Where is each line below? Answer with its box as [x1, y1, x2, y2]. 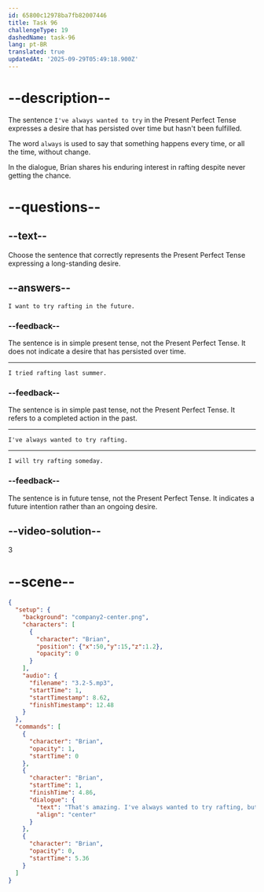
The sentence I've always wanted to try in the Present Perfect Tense [8, 115, 237, 124]
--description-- [8, 90, 112, 107]
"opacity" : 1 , [28, 744, 76, 753]
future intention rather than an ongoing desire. [8, 501, 158, 511]
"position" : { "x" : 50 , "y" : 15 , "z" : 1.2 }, [36, 642, 163, 651]
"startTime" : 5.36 [28, 854, 90, 862]
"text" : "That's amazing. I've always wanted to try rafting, [36, 803, 244, 811]
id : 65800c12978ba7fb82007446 [8, 11, 108, 20]
